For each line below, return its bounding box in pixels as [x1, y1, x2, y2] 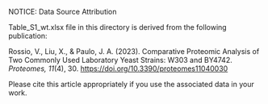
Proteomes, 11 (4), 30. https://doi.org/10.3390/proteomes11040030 [8, 64, 228, 73]
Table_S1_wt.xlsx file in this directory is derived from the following [8, 23, 228, 31]
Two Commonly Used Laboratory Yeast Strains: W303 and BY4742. [8, 56, 232, 64]
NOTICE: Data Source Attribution [8, 7, 117, 16]
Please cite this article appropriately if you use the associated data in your [8, 80, 254, 89]
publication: [8, 31, 48, 40]
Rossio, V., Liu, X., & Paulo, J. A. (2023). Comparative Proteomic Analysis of [8, 47, 260, 56]
